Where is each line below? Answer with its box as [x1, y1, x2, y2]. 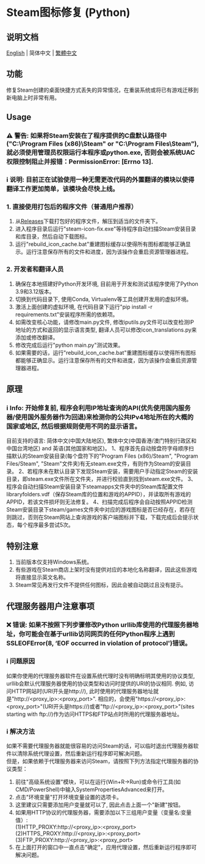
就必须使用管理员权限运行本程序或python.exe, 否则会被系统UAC [6, 148, 195, 157]
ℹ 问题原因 [6, 657, 35, 666]
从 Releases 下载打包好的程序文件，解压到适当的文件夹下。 [15, 218, 162, 225]
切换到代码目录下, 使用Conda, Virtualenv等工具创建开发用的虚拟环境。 [15, 295, 192, 303]
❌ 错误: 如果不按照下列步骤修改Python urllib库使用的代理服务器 [6, 620, 193, 629]
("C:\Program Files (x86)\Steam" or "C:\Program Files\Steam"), [6, 140, 199, 148]
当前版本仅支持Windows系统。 [15, 558, 93, 566]
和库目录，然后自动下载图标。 [15, 233, 90, 240]
